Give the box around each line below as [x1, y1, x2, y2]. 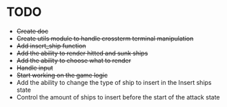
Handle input [16, 64, 53, 72]
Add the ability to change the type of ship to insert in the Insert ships [16, 78, 212, 86]
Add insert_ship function [16, 41, 87, 50]
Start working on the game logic [16, 70, 108, 79]
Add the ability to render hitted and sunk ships [16, 49, 148, 57]
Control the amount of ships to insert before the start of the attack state [16, 93, 220, 101]
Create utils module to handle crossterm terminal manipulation [16, 34, 194, 42]
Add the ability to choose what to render [16, 56, 132, 64]
